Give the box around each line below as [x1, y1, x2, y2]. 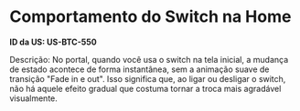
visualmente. [9, 93, 58, 104]
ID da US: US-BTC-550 [9, 36, 98, 47]
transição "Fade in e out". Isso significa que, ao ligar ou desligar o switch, [9, 73, 286, 84]
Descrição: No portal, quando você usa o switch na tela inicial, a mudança [9, 54, 289, 65]
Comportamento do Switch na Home [9, 6, 292, 27]
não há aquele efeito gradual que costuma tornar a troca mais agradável [9, 83, 282, 94]
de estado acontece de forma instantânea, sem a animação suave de [9, 64, 270, 75]
